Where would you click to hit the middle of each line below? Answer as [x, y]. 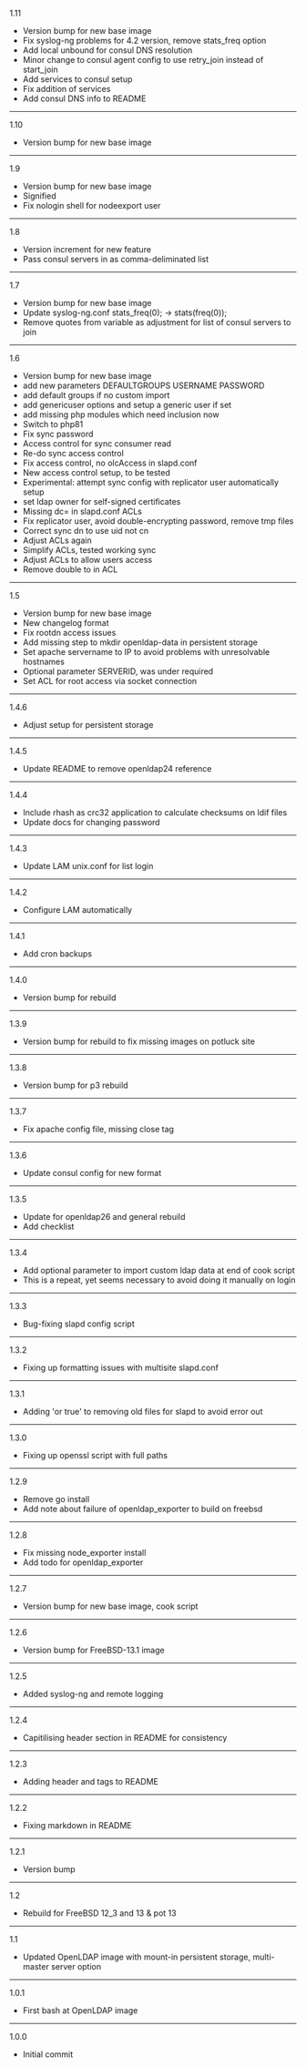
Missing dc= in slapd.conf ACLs [82, 511]
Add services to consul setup [77, 79]
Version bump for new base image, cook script [110, 1606]
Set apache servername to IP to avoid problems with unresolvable [146, 652]
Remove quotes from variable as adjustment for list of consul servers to [157, 322]
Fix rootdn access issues [69, 633]
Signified [39, 196]
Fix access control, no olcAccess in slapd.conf [110, 463]
